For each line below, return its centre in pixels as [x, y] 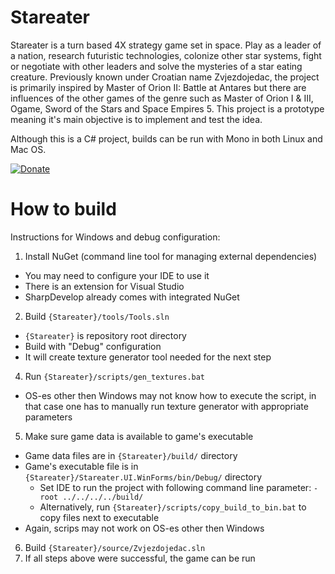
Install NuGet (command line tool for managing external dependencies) [171, 256]
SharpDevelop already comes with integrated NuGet [132, 297]
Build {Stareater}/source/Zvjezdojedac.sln [115, 547]
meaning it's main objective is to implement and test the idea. [136, 119]
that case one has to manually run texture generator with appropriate [166, 406]
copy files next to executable [99, 517]
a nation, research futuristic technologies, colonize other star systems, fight [166, 55]
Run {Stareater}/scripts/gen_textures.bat [115, 376]
